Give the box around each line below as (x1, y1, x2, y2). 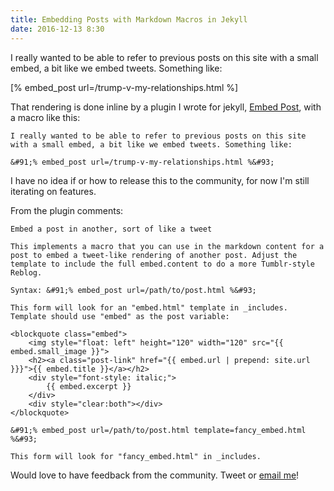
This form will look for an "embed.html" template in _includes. (10, 302, 288, 313)
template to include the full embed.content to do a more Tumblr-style (10, 259, 315, 269)
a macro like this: (10, 111, 81, 123)
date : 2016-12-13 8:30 (10, 24, 105, 34)
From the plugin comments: (10, 204, 124, 216)
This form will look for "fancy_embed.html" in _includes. (10, 451, 262, 461)
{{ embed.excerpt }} (46, 381, 132, 391)
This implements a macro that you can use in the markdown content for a (10, 241, 325, 251)
